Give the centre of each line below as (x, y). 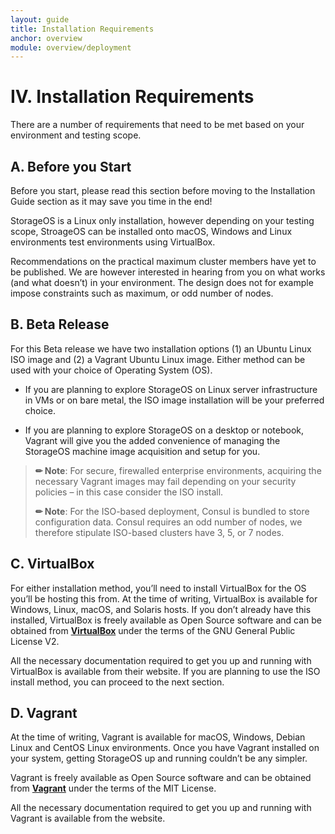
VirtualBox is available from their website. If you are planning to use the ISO (165, 671)
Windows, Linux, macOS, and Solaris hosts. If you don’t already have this (161, 609)
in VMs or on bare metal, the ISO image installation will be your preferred (174, 400)
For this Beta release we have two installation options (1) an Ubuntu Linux (161, 348)
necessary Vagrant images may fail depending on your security (165, 481)
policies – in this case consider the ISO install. (129, 492)
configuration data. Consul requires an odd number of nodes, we (168, 522)
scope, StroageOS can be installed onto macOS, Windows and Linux (151, 231)
